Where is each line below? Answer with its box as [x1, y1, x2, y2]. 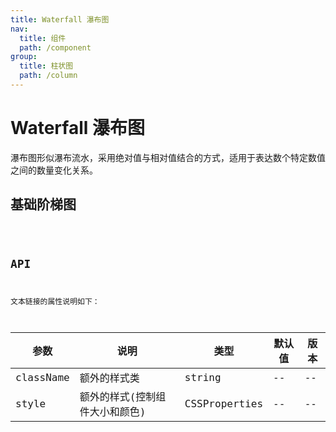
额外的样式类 [79, 372, 140, 385]
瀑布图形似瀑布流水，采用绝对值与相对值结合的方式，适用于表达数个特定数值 [10, 151, 326, 163]
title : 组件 [19, 33, 67, 43]
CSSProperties [184, 397, 264, 410]
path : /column [19, 71, 78, 81]
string [184, 371, 222, 384]
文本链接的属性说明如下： [10, 297, 100, 307]
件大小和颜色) [79, 406, 147, 419]
